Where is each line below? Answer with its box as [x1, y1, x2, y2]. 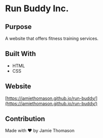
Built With [5, 50, 36, 58]
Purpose [5, 23, 32, 31]
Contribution [5, 115, 45, 123]
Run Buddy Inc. [5, 3, 69, 14]
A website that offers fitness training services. [5, 35, 99, 41]
